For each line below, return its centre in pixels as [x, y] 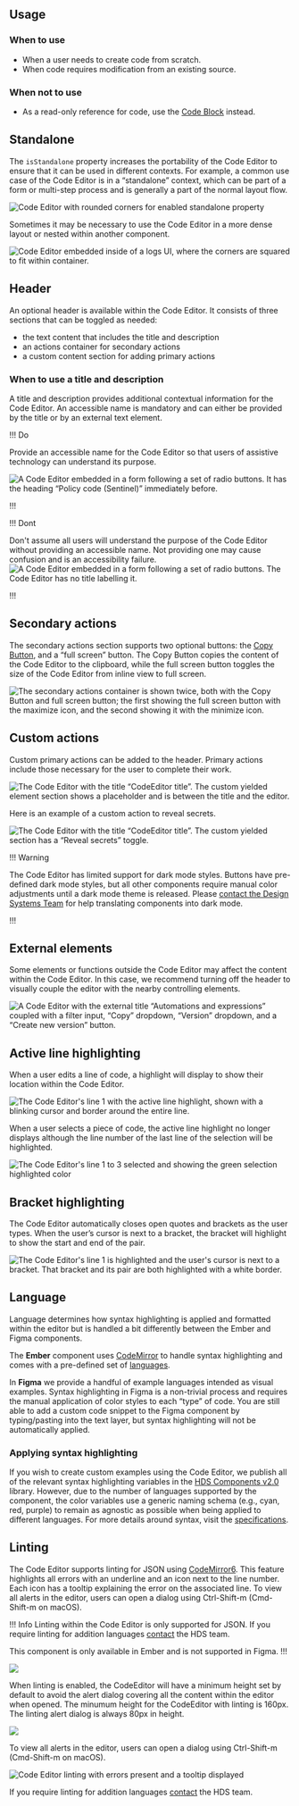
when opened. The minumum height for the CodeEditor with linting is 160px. [149, 1704]
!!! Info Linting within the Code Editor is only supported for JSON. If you [140, 1624]
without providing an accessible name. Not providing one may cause [135, 549]
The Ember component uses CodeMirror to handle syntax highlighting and [146, 1355]
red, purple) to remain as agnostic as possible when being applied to [135, 1510]
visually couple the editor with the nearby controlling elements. [125, 989]
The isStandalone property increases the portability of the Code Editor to [144, 161]
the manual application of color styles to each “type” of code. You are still [145, 1400]
